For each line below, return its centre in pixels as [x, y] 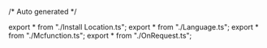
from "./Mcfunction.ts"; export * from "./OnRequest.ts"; [100, 36]
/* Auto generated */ [43, 12]
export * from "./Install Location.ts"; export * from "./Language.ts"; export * [134, 27]
